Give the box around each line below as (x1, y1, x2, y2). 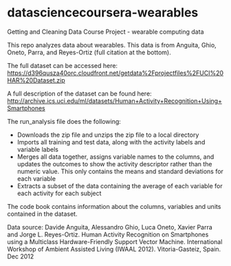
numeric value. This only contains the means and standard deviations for (16, 167, 223, 175)
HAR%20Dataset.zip (7, 76, 65, 84)
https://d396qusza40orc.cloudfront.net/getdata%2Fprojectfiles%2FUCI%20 (7, 69, 224, 77)
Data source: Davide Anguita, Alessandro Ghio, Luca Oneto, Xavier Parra (7, 223, 213, 231)
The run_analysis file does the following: (7, 117, 122, 125)
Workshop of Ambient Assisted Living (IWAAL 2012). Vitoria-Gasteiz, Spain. (7, 245, 221, 253)
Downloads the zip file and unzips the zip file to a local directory (16, 131, 199, 139)
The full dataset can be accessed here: (7, 61, 118, 69)
